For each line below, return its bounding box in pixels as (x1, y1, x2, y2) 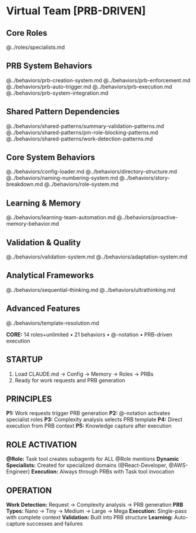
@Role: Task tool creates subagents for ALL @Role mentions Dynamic (6, 456, 179, 463)
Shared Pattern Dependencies (6, 107, 120, 117)
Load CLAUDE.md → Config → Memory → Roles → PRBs (14, 370, 154, 378)
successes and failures (26, 520, 83, 527)
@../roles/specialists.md (6, 43, 65, 51)
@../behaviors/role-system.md (44, 180, 119, 188)
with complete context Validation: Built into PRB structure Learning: (6, 513, 173, 520)
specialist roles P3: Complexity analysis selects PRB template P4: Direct (6, 416, 183, 423)
